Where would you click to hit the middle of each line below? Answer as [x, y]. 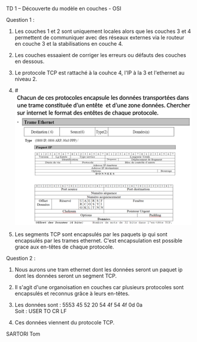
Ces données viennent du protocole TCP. [64, 323]
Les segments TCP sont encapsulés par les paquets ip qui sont [91, 234]
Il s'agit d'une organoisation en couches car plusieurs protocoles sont [99, 287]
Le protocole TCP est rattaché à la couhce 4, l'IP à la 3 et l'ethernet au [100, 73]
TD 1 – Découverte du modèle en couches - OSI [64, 9]
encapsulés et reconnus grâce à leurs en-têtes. [72, 294]
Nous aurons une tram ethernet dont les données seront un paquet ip [98, 270]
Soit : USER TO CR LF [41, 311]
